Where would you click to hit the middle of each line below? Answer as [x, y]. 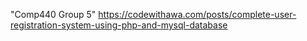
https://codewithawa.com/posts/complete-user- [197, 14]
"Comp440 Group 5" [53, 14]
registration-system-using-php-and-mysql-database [119, 25]
